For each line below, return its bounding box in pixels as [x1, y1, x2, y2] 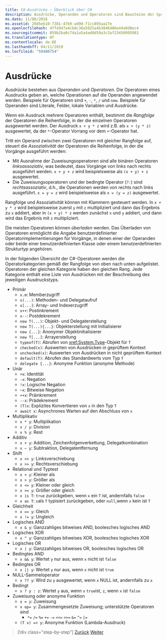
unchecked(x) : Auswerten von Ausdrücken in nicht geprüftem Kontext [19, 350, 162, 356]
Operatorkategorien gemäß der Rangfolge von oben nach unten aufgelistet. [5, 261, 160, 267]
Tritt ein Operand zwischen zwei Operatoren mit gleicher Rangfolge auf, [5, 138, 152, 144]
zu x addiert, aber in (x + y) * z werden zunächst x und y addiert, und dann [5, 210, 162, 216]
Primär [12, 287, 26, 293]
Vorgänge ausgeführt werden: [5, 148, 67, 154]
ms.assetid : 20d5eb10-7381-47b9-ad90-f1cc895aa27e [5, 21, 112, 26]
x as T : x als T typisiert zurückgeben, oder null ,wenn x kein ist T [19, 498, 151, 504]
